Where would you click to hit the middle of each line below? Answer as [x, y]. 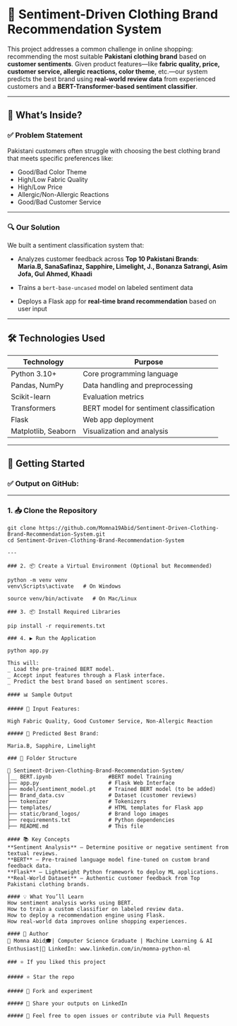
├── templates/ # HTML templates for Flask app [105, 807]
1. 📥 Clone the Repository [52, 511]
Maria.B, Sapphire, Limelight [52, 746]
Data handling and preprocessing [138, 385]
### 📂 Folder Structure [42, 758]
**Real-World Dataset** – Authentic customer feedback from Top [104, 878]
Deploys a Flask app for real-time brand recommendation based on [117, 301]
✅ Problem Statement [45, 135]
